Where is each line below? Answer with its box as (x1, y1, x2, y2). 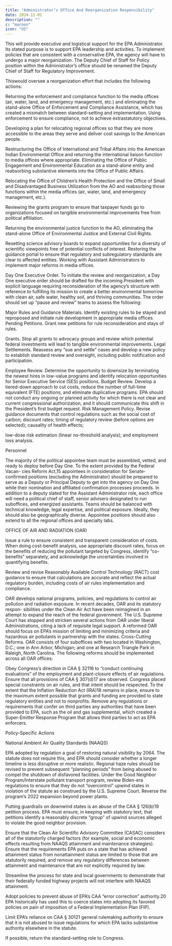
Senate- (128, 468, 146, 475)
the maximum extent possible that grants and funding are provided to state (5, 693, 163, 699)
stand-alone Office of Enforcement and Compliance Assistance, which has (5, 104, 163, 110)
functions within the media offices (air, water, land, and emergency (5, 188, 146, 195)
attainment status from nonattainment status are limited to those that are (5, 852, 158, 858)
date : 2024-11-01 (5, 12, 42, 17)
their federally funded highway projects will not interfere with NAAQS (5, 878, 151, 884)
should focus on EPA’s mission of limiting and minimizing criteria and (5, 628, 149, 634)
